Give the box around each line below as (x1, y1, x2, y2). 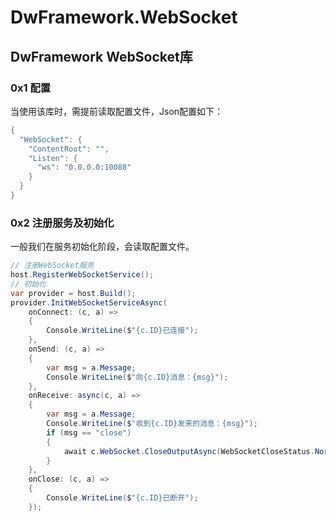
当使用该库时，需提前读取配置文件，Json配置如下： (10, 105, 224, 117)
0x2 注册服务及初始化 (10, 216, 115, 230)
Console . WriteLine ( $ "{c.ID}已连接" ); (46, 326, 199, 336)
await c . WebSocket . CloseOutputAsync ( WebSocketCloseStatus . (63, 446, 315, 456)
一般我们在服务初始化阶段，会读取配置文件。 (10, 241, 195, 253)
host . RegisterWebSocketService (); (10, 270, 155, 280)
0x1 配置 (10, 81, 52, 95)
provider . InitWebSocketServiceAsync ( (10, 297, 168, 308)
